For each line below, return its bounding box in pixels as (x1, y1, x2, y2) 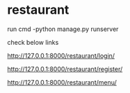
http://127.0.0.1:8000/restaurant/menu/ (7, 78, 117, 86)
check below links (7, 38, 59, 46)
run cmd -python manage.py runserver (7, 25, 119, 33)
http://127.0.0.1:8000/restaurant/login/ (7, 51, 115, 60)
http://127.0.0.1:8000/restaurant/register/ (7, 65, 123, 73)
